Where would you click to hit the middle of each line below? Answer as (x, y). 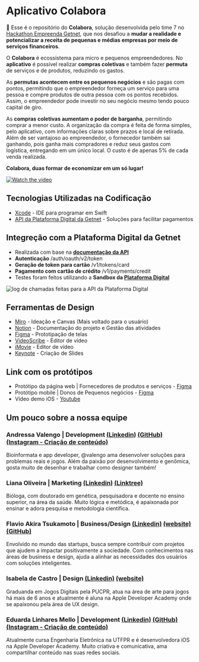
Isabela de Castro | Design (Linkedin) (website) (75, 579)
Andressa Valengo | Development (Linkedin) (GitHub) (85, 434)
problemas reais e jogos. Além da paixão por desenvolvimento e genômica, (98, 461)
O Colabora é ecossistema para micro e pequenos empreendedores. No (94, 58)
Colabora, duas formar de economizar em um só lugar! (75, 168)
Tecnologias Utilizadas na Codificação (79, 198)
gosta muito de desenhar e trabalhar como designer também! (81, 467)
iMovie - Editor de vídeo (44, 347)
